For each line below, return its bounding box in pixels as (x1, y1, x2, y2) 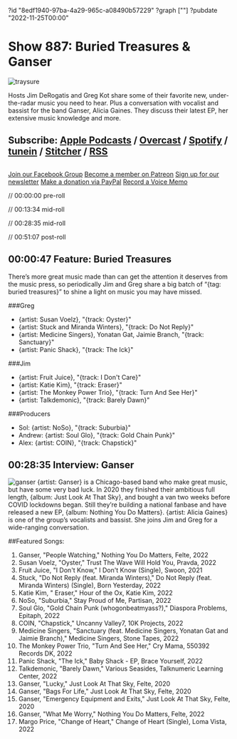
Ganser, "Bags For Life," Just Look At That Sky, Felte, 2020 (18, 687, 191, 696)
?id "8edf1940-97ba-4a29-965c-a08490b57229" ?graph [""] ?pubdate (8, 6, 218, 14)
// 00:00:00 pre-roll (8, 191, 65, 200)
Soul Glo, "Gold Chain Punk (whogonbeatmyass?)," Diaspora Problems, (18, 604, 228, 612)
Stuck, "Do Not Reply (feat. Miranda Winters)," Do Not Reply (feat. (18, 574, 212, 582)
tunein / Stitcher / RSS (8, 145, 108, 157)
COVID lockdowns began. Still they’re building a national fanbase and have (8, 500, 227, 509)
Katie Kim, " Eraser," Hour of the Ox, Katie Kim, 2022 (18, 589, 173, 597)
